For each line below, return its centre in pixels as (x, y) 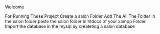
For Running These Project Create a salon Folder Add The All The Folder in (80, 16)
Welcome (15, 7)
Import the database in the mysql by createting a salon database (70, 26)
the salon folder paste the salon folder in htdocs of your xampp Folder (75, 21)
